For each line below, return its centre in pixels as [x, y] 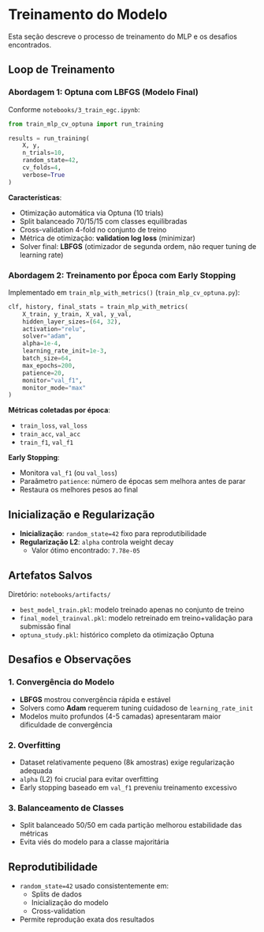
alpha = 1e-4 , [42, 344]
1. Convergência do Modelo [61, 682]
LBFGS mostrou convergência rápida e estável [95, 699]
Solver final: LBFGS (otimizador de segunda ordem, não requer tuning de [138, 246]
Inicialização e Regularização [82, 514]
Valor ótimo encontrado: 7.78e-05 [86, 550]
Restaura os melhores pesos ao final [78, 490]
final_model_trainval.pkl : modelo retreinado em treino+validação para [136, 617]
